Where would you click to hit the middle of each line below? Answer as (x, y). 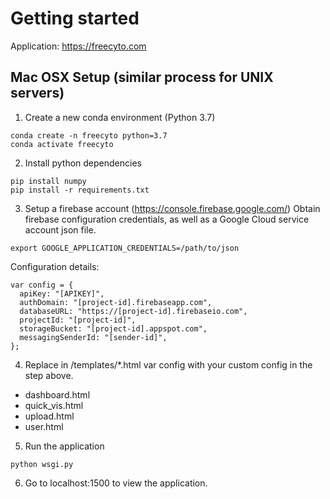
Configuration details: (55, 266)
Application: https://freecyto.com (78, 46)
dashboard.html (57, 394)
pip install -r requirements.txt (80, 190)
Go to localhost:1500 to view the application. (116, 483)
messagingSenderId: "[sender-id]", (93, 337)
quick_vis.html (54, 405)
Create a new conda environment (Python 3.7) (120, 117)
